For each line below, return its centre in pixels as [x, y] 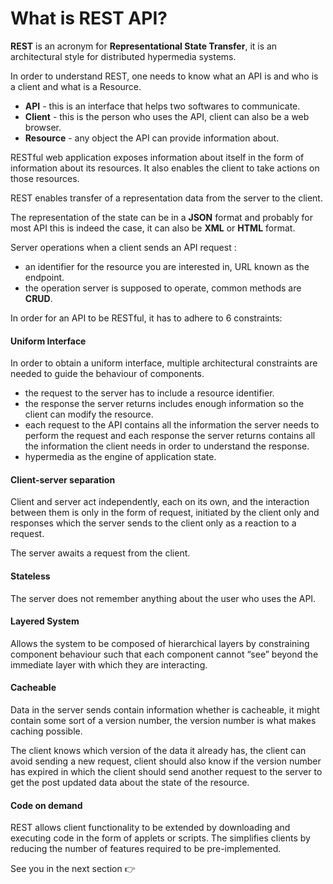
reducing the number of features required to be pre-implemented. [146, 849]
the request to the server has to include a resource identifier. [149, 393]
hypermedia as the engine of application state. [120, 457]
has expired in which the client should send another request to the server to [166, 771]
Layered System [45, 621]
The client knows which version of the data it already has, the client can [158, 750]
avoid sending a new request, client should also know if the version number [166, 761]
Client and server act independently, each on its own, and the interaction [160, 502]
